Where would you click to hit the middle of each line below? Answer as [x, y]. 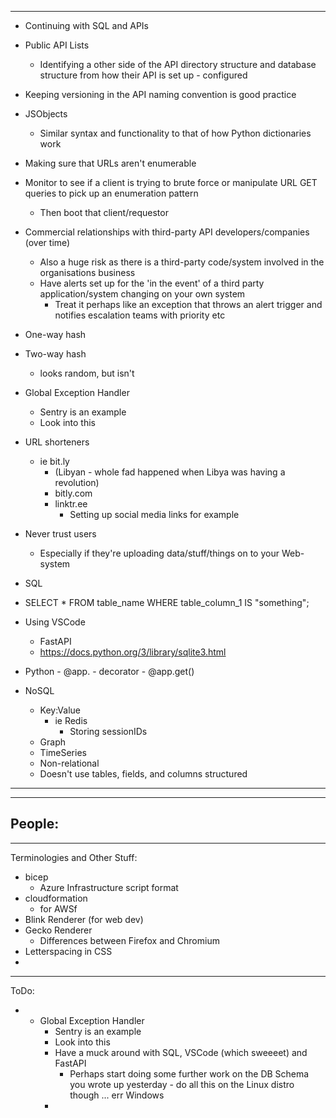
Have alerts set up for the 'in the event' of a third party [152, 283]
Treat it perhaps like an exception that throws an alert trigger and [188, 304]
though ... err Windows [117, 1095]
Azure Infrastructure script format [109, 887]
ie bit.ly [54, 461]
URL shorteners [57, 442]
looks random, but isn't [87, 373]
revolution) [77, 482]
